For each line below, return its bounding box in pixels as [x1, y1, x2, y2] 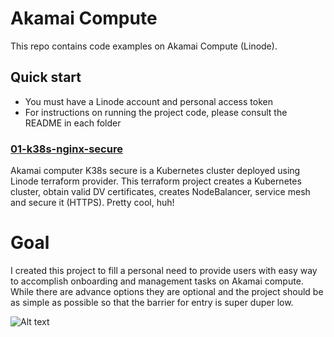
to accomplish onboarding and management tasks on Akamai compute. [10, 275, 304, 287]
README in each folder [24, 117, 122, 129]
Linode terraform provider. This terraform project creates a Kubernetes [10, 175, 302, 187]
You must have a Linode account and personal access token [24, 95, 273, 107]
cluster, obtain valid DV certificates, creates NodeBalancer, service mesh [10, 186, 311, 198]
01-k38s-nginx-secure [10, 142, 123, 156]
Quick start [10, 69, 82, 86]
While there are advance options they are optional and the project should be [10, 285, 324, 297]
